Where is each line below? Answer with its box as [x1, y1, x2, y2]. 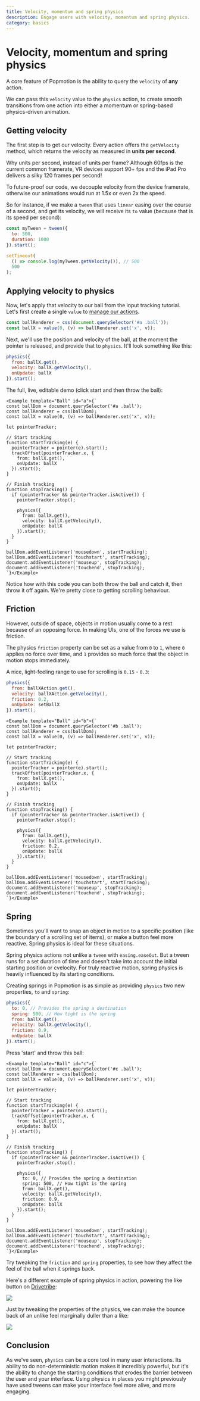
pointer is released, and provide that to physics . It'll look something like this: [6, 342, 192, 349]
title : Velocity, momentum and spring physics [6, 8, 124, 15]
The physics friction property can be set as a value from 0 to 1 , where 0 [6, 644, 185, 651]
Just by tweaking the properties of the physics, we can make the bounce [6, 1305, 185, 1313]
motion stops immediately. [6, 656, 71, 664]
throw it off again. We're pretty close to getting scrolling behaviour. [6, 587, 170, 594]
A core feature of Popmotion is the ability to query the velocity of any [6, 78, 179, 85]
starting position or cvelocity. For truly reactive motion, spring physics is [6, 964, 183, 971]
